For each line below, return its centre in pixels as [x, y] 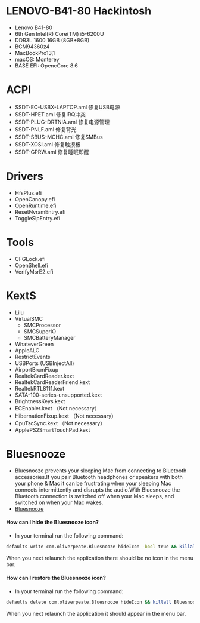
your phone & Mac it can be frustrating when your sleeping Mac [93, 483]
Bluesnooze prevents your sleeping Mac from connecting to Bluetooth [101, 471]
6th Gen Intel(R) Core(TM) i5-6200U [59, 33]
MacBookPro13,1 [35, 53]
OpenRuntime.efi [35, 205]
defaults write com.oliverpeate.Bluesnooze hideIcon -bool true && [92, 547]
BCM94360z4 [32, 47]
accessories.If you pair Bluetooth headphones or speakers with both [99, 477]
